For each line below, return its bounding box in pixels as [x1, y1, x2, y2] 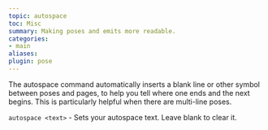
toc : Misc [8, 19, 42, 28]
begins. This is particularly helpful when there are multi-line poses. [8, 97, 232, 106]
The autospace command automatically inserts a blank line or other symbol [8, 79, 260, 89]
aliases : [8, 50, 38, 58]
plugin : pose [8, 58, 53, 66]
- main [8, 42, 31, 50]
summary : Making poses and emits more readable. [8, 27, 176, 35]
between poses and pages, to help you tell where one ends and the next [8, 88, 250, 97]
